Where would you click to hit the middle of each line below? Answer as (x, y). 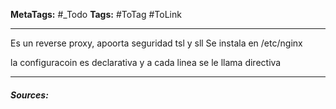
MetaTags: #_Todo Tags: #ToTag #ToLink (96, 14)
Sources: (29, 95)
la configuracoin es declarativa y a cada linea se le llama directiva (146, 62)
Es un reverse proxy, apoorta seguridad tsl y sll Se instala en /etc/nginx (156, 43)
